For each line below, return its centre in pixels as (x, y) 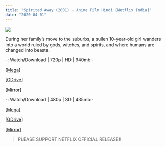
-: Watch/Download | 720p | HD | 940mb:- (50, 60)
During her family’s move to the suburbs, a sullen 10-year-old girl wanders (83, 39)
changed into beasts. (28, 50)
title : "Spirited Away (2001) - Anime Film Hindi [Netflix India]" (79, 10)
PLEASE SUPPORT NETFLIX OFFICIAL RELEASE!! (69, 139)
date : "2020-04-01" (26, 15)
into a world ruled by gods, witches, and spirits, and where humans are (80, 45)
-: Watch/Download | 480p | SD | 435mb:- (50, 99)
